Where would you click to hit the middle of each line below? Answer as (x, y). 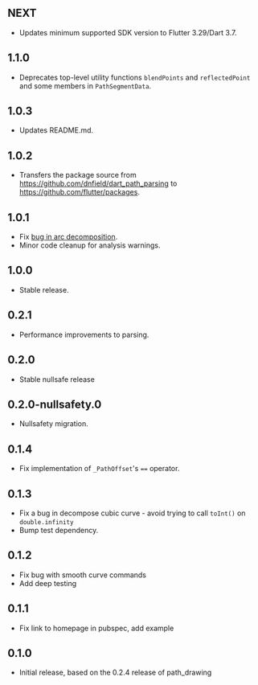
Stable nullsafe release (57, 379)
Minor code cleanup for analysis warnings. (90, 245)
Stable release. (44, 289)
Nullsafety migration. (54, 424)
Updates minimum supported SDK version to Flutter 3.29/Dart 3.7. (128, 32)
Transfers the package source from (78, 175)
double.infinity (46, 522)
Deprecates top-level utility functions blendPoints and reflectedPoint (135, 77)
